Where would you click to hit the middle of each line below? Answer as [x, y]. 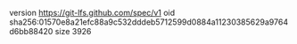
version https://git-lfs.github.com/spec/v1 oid [92, 13]
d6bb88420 [31, 31]
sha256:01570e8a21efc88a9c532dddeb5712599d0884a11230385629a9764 [148, 22]
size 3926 [73, 31]
